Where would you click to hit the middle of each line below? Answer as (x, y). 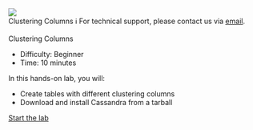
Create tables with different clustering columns (97, 94)
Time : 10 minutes (48, 63)
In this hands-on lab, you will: (57, 78)
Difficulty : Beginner (52, 54)
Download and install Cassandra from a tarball (96, 102)
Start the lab (29, 118)
